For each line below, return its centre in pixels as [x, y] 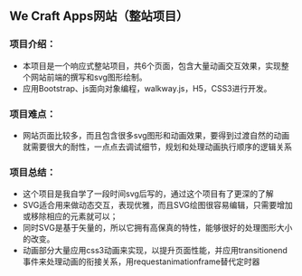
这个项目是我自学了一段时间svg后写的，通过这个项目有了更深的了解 [148, 194]
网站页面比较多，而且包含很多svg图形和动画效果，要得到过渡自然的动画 [156, 135]
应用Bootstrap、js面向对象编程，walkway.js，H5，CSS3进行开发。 [147, 88]
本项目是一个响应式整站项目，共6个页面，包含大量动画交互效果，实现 [152, 65]
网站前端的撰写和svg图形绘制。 [89, 77]
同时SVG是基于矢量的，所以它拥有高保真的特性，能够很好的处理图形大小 [157, 228]
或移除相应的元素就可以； [70, 216]
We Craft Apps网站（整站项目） [99, 16]
